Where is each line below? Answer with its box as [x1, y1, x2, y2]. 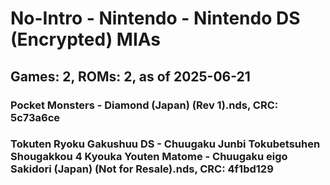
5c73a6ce [10, 110, 61, 124]
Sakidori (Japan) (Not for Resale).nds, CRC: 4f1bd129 [10, 162, 274, 176]
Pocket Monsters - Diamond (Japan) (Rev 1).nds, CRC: [10, 98, 279, 112]
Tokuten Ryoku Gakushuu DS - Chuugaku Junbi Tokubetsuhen [10, 137, 321, 151]
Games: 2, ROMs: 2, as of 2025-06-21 [10, 68, 251, 85]
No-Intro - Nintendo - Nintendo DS [10, 7, 301, 30]
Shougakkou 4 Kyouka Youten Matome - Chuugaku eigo [10, 150, 288, 164]
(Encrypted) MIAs [10, 28, 162, 51]
